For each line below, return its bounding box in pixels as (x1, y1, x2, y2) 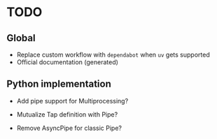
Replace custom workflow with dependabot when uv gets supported (16, 50, 211, 59)
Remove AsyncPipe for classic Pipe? (16, 124, 122, 132)
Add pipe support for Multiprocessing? (16, 96, 129, 105)
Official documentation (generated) (16, 58, 118, 66)
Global (6, 32, 36, 44)
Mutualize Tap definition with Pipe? (16, 110, 118, 119)
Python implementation (6, 78, 111, 90)
